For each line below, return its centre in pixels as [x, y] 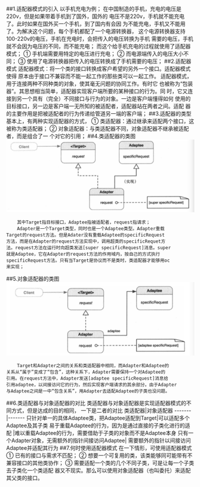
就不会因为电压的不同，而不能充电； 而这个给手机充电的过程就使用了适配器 [99, 46]
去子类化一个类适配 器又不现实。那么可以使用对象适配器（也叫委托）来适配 [99, 471]
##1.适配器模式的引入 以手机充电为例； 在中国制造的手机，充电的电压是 [94, 9]
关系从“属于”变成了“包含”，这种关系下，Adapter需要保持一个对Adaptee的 [86, 372]
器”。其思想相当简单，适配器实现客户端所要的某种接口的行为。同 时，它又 [97, 91]
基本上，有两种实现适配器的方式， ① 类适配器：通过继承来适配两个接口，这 [100, 121]
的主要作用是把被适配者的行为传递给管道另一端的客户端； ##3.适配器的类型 [99, 114]
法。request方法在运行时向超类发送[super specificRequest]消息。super [89, 248]
